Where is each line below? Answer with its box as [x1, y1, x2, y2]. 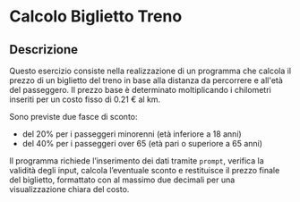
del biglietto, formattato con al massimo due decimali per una [9, 174, 236, 185]
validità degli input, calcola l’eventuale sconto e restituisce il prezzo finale [9, 165, 280, 175]
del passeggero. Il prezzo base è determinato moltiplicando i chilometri [9, 85, 271, 95]
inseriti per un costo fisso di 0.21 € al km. [9, 94, 161, 105]
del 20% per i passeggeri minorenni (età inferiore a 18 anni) [21, 129, 242, 139]
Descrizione [9, 42, 79, 57]
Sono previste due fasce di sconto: [9, 112, 138, 122]
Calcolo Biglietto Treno [9, 6, 183, 27]
